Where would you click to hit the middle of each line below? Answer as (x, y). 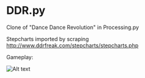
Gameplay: (20, 57)
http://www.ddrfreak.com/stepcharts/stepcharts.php (72, 45)
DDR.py (26, 11)
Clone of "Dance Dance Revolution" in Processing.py (72, 27)
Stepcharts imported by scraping (48, 39)
